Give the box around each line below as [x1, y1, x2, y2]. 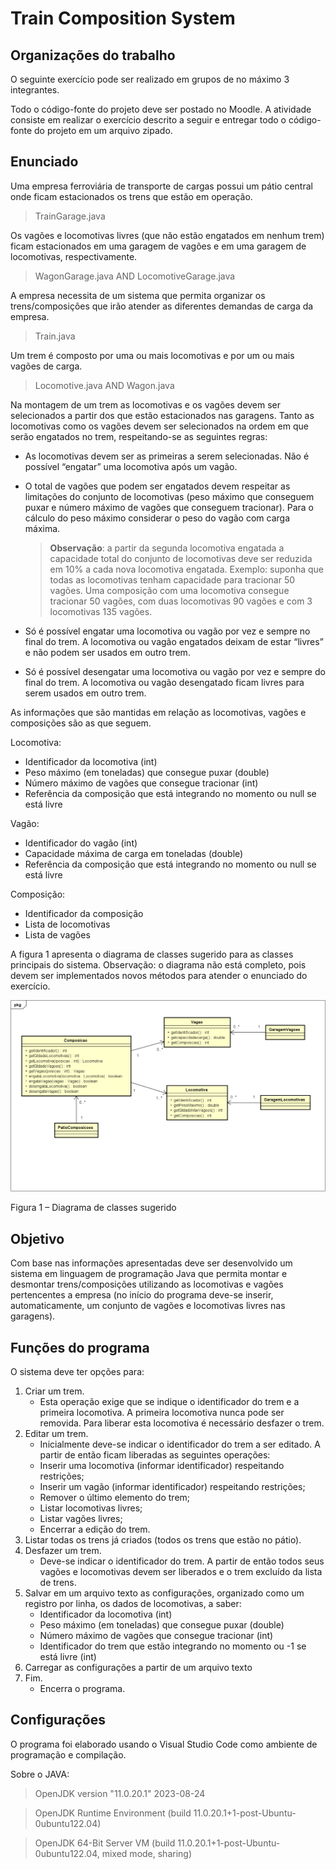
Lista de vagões [24, 928, 91, 941]
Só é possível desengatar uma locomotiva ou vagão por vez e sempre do [24, 665, 326, 677]
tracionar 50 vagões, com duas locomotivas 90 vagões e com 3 [49, 595, 313, 607]
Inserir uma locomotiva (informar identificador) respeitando [39, 1460, 285, 1472]
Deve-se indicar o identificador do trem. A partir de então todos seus [39, 1555, 325, 1567]
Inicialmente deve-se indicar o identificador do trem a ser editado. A [39, 1438, 321, 1451]
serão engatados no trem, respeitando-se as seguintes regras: [10, 430, 268, 442]
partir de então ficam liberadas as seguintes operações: [39, 1449, 271, 1461]
